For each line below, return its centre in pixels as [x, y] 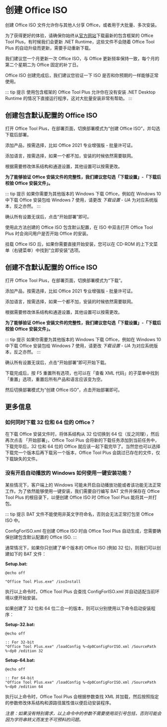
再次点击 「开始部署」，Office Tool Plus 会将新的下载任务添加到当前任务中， [82, 440]
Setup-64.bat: [20, 660]
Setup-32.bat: [20, 624]
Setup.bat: [16, 564]
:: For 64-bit [20, 678]
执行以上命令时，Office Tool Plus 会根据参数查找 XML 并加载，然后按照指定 [82, 696]
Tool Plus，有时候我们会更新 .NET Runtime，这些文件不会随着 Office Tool [80, 42]
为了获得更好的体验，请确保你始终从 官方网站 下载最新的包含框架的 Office [79, 35]
